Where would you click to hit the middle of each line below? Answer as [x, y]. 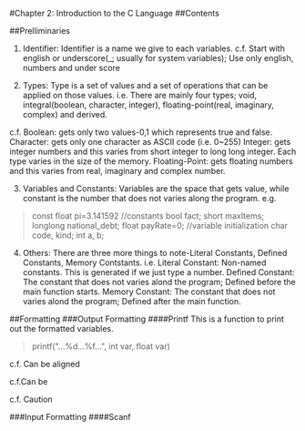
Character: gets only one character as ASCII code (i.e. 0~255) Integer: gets [150, 142]
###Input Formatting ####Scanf [70, 417]
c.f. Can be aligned [45, 364]
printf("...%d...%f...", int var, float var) [101, 346]
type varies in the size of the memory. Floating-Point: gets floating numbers [151, 161]
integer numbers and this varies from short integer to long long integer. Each [153, 151]
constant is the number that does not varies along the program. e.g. [149, 198]
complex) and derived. [65, 114]
